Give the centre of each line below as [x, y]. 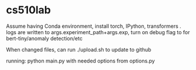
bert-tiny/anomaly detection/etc [44, 38]
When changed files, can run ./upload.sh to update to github [79, 49]
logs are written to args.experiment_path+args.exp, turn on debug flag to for [98, 32]
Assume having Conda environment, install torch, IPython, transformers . [94, 26]
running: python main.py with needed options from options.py [80, 61]
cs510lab [29, 10]
